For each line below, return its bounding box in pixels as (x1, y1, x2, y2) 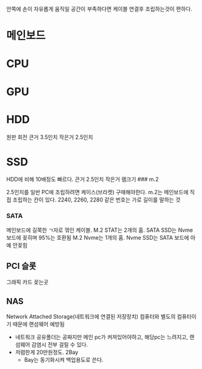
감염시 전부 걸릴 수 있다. (31, 341, 88, 348)
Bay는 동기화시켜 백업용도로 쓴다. (24, 356, 104, 364)
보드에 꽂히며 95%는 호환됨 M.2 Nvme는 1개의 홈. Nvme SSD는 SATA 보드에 (6, 234, 189, 241)
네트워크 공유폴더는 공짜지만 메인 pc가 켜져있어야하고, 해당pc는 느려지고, (15, 333, 188, 341)
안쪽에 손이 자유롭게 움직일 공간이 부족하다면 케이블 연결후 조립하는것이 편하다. (6, 5, 193, 12)
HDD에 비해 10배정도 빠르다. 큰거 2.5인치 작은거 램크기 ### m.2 (6, 175, 159, 183)
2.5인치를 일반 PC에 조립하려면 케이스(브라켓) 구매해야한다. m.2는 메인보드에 (6, 189, 189, 196)
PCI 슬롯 (6, 261, 36, 271)
